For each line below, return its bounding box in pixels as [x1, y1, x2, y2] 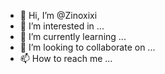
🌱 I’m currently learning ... [19, 31, 127, 42]
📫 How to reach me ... [19, 53, 113, 64]
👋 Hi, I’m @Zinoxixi [19, 10, 98, 21]
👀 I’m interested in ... [19, 20, 105, 32]
